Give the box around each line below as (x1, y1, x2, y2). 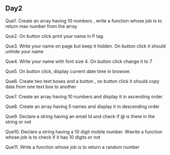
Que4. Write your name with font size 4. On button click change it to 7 (5, 58, 153, 64)
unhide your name (5, 48, 44, 54)
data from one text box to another (5, 83, 77, 90)
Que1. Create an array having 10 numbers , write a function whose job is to (5, 17, 162, 24)
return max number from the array (5, 23, 78, 29)
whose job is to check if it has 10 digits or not (5, 134, 101, 140)
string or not (5, 119, 32, 125)
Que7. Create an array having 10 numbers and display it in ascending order (5, 93, 163, 99)
